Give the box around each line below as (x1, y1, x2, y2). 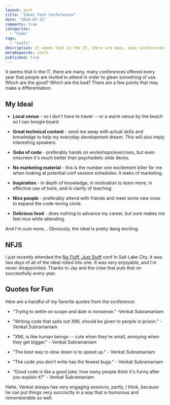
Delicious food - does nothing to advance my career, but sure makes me (12, 210, 165, 217)
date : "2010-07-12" (5, 17, 47, 22)
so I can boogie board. (12, 119, 60, 125)
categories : (5, 26, 30, 32)
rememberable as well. (5, 394, 53, 400)
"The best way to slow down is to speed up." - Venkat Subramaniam (12, 348, 155, 355)
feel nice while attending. (12, 216, 65, 222)
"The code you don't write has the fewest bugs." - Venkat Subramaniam (12, 359, 163, 365)
